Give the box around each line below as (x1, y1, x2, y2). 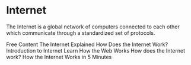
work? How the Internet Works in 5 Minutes (6, 53, 112, 60)
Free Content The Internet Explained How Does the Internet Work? (6, 41, 168, 48)
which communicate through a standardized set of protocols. (6, 29, 155, 36)
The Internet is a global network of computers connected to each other (6, 23, 180, 30)
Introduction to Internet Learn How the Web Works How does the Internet (6, 47, 186, 54)
